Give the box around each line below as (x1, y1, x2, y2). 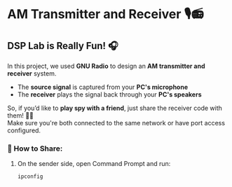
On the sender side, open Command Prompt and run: (17, 160, 171, 168)
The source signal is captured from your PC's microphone (17, 83, 188, 91)
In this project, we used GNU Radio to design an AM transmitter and (7, 62, 205, 70)
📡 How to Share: (7, 144, 63, 153)
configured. (7, 126, 41, 134)
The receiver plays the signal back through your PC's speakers (17, 90, 202, 99)
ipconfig (17, 173, 43, 180)
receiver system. (7, 69, 57, 78)
